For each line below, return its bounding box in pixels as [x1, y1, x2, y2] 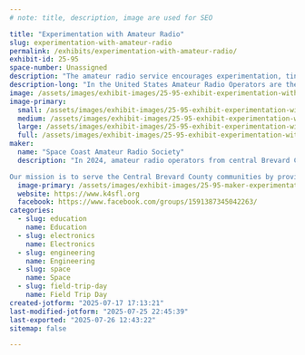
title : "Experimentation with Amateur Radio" [9, 29, 184, 39]
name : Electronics [25, 239, 95, 249]
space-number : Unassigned [9, 63, 107, 72]
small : [17, 105, 43, 114]
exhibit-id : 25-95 [9, 55, 79, 64]
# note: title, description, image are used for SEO [9, 13, 213, 23]
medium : [17, 114, 47, 123]
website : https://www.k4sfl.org [17, 189, 141, 198]
